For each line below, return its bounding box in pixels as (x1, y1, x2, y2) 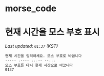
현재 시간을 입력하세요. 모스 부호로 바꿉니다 (5, 54, 82, 58)
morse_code (5, 3, 57, 14)
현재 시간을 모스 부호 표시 (5, 27, 100, 38)
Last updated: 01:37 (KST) (5, 43, 58, 49)
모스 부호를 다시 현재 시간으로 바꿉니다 (5, 63, 73, 68)
